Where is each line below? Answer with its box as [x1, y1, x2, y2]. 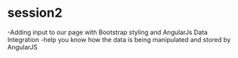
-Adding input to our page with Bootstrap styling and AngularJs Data [7, 28, 208, 36]
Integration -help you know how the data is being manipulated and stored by [7, 35, 231, 43]
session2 [7, 5, 63, 21]
